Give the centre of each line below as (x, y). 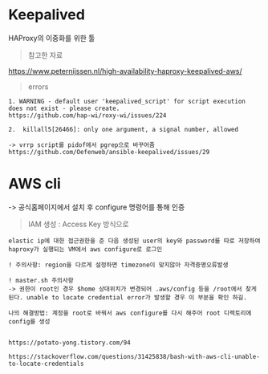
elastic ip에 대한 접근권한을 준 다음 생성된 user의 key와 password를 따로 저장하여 (134, 241)
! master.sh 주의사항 (41, 280)
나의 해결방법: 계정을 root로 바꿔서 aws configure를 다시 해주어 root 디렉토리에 (130, 313)
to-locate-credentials (46, 364)
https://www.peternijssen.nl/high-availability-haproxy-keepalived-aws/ (125, 71)
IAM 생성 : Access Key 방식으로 (79, 224)
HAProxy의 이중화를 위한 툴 (52, 38)
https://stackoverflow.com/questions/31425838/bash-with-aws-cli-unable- (134, 356)
